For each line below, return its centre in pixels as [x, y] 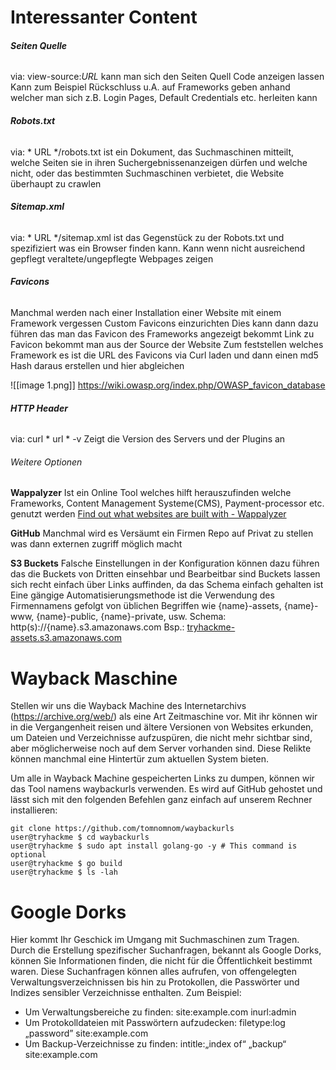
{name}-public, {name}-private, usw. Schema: [131, 617]
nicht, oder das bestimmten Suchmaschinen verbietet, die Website [147, 173]
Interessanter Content [104, 17]
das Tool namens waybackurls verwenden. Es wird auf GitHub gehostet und [166, 789]
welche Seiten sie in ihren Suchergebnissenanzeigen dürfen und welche [159, 162]
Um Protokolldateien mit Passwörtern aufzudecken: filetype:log [155, 1023]
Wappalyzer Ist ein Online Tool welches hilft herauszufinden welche [151, 493]
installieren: [34, 810]
